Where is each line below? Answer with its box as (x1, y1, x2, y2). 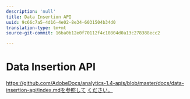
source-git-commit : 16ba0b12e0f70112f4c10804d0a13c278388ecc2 (6, 30, 160, 36)
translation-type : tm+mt (6, 24, 66, 31)
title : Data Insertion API (6, 14, 72, 20)
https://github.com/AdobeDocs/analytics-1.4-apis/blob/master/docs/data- (6, 80, 185, 87)
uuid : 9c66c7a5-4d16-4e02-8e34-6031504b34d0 (6, 19, 116, 25)
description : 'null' (6, 8, 57, 15)
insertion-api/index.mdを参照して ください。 (6, 87, 113, 94)
